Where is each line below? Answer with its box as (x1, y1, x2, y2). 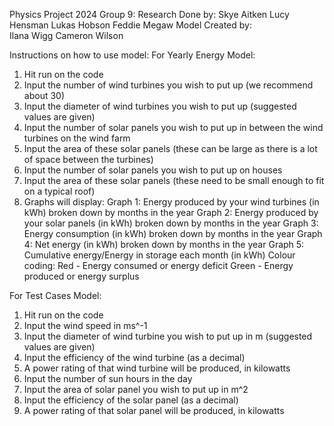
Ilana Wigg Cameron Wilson (9, 30, 124, 41)
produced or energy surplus (23, 270, 140, 282)
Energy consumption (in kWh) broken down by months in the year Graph (23, 228, 323, 239)
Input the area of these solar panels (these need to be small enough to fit (23, 175, 325, 186)
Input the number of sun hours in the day (23, 373, 193, 384)
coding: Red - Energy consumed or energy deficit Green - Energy (23, 260, 294, 271)
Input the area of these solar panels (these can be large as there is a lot (23, 143, 318, 154)
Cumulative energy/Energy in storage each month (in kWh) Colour (23, 249, 296, 261)
